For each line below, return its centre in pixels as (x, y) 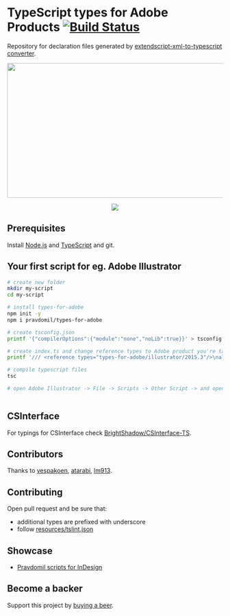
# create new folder (37, 282)
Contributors (35, 454)
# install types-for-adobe (46, 307)
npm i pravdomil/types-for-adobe (55, 320)
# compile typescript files (47, 370)
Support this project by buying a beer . (61, 605)
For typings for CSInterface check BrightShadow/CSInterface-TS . (99, 433)
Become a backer (45, 589)
